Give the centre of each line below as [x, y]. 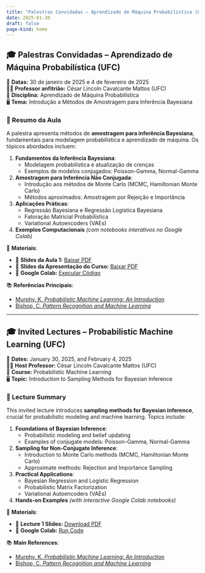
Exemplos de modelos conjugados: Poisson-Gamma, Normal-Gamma [112, 171]
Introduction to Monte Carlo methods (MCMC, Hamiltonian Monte [106, 455]
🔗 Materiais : [22, 248]
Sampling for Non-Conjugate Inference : [66, 448]
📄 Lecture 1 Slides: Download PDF [58, 524]
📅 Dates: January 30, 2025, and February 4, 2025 [69, 359]
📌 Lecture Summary [36, 397]
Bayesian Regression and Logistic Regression [81, 481]
